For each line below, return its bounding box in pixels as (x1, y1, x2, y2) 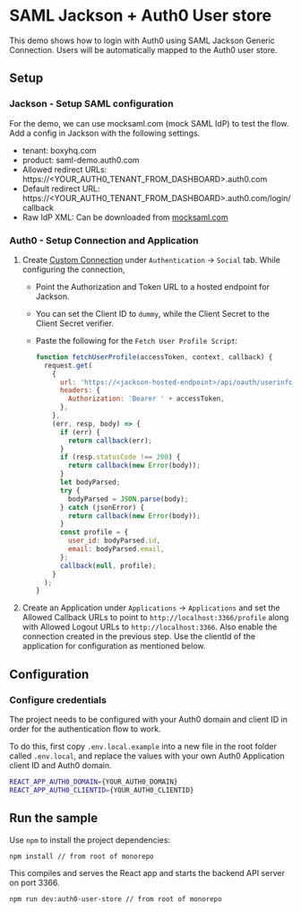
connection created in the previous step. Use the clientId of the (21, 631, 256, 642)
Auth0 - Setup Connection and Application (9, 234, 199, 247)
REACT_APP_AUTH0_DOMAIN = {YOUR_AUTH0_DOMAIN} (9, 777, 178, 786)
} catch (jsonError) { (59, 503, 145, 512)
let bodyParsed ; (59, 478, 121, 487)
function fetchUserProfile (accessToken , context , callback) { (35, 352, 273, 362)
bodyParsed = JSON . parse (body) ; (67, 495, 189, 504)
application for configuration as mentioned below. (21, 641, 206, 652)
